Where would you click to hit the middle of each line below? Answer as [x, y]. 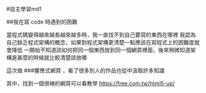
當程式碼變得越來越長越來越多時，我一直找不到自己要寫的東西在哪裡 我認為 [101, 35]
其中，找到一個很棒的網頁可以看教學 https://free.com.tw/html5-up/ [91, 83]
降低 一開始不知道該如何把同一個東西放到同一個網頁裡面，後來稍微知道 [101, 50]
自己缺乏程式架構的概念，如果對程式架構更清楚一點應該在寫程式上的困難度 [100, 42]
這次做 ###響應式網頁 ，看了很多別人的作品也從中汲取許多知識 [86, 71]
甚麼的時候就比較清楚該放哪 [52, 57]
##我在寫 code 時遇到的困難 [42, 22]
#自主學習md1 [24, 9]
